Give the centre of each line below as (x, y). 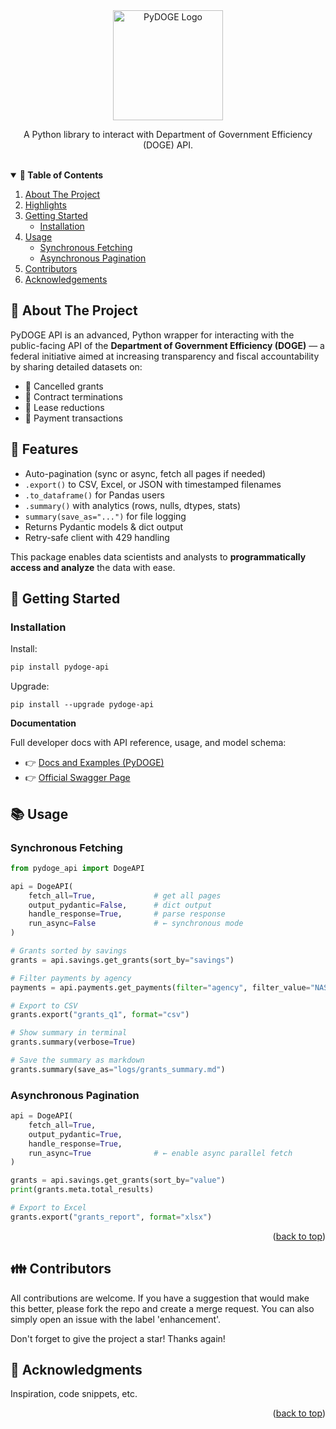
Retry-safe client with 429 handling (97, 537)
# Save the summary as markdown (77, 1060)
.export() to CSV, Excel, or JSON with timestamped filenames (153, 484)
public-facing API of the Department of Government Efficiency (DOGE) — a (167, 345)
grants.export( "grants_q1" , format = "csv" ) (100, 1015)
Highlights (45, 205)
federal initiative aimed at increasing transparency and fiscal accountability (165, 356)
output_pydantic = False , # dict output (120, 905)
